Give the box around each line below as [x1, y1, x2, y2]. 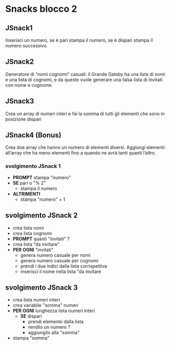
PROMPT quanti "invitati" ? [12, 236, 70, 242]
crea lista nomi [12, 224, 44, 231]
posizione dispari [5, 116, 42, 122]
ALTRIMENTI [12, 190, 40, 197]
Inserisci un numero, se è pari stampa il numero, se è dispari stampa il [5, 37, 153, 43]
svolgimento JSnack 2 [5, 211, 78, 220]
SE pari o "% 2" [12, 180, 46, 186]
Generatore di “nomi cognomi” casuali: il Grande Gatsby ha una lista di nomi [5, 71, 165, 77]
